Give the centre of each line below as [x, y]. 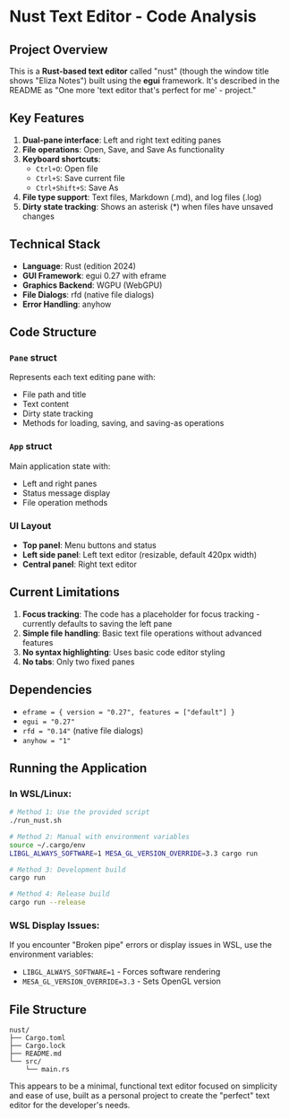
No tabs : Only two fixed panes [78, 662]
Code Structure [53, 332]
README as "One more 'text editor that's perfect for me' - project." [133, 90]
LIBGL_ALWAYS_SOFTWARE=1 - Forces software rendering [121, 972]
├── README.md [36, 1054]
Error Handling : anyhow [67, 304]
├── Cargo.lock [38, 1046]
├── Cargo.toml [38, 1038]
